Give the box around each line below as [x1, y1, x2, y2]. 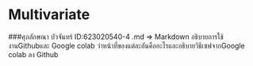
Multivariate [8, 6, 90, 24]
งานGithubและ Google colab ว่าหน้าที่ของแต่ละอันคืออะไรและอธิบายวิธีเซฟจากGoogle [8, 41, 246, 50]
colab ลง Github [8, 49, 59, 59]
